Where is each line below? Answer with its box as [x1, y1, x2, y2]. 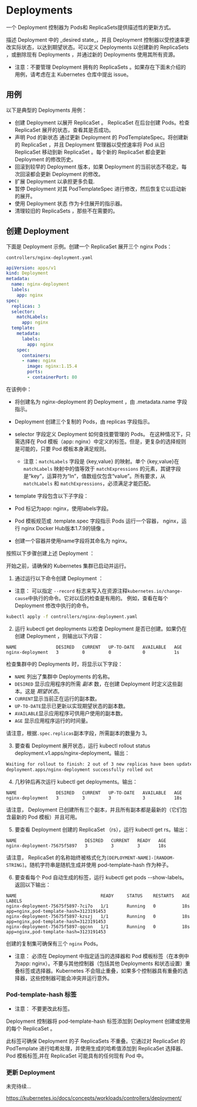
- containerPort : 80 [27, 374, 77, 380]
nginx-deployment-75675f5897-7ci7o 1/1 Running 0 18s [6, 903, 191, 909]
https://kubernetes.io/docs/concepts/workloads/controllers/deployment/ [6, 1095, 182, 1102]
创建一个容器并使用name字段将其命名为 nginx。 [14, 537, 131, 544]
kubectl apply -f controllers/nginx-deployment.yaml [6, 613, 138, 620]
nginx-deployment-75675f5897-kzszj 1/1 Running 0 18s [6, 913, 191, 919]
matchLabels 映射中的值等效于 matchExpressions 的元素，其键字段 [23, 465, 181, 472]
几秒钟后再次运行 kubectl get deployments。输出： [14, 778, 138, 785]
